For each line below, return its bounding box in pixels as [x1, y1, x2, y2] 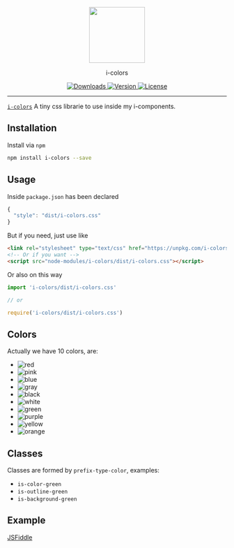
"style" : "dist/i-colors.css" [13, 212, 101, 219]
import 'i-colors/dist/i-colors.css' [7, 283, 117, 291]
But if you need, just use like [7, 231, 88, 240]
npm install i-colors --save [7, 154, 92, 161]
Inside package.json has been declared [7, 192, 119, 200]
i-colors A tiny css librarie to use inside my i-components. [7, 102, 176, 110]
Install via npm [7, 140, 46, 149]
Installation [7, 122, 57, 134]
